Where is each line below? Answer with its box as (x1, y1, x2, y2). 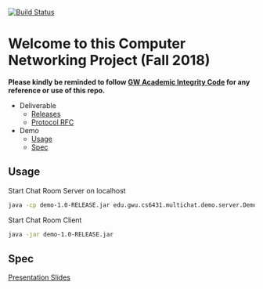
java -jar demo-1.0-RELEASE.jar (8, 230, 113, 238)
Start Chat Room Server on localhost (8, 186, 127, 195)
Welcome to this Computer (8, 35, 186, 52)
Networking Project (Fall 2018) (8, 52, 211, 70)
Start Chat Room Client (8, 215, 82, 225)
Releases (31, 109, 61, 118)
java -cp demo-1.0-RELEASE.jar (8, 200, 110, 209)
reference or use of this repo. (8, 85, 106, 95)
